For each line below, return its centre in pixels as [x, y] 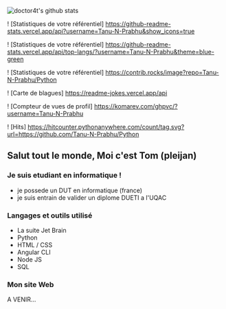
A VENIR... [22, 299]
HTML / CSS [35, 244]
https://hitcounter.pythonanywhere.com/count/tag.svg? [106, 127]
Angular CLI [34, 252]
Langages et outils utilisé [50, 215]
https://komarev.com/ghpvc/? [136, 106]
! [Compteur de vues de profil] [50, 106]
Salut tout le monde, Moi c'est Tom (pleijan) [102, 156]
